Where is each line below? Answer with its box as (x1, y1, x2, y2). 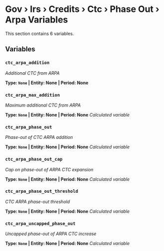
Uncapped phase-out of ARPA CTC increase (5, 231, 97, 237)
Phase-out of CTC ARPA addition (5, 134, 73, 140)
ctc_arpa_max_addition (5, 92, 60, 98)
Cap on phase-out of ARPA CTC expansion (5, 166, 93, 172)
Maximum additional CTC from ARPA (5, 102, 81, 108)
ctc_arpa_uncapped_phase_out (5, 221, 76, 226)
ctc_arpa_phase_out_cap (5, 156, 63, 162)
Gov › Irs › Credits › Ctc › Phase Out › (5, 3, 160, 15)
